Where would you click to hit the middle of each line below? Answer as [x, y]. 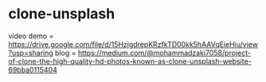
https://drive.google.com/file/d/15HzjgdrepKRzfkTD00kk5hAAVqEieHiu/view [133, 44]
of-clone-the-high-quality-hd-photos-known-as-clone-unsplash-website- [130, 61]
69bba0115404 [33, 69]
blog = [65, 53]
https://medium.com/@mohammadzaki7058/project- [164, 53]
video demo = [31, 36]
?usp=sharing [31, 53]
